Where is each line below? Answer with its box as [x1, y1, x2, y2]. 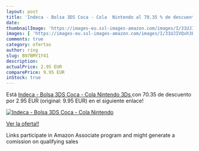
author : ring [6, 47, 38, 53]
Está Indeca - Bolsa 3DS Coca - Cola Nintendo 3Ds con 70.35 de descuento [6, 91, 191, 98]
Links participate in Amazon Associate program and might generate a [6, 131, 175, 139]
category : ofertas [6, 42, 52, 48]
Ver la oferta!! [6, 120, 40, 127]
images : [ [6, 31, 31, 37]
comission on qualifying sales [6, 138, 79, 145]
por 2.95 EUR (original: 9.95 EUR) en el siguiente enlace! [6, 97, 144, 104]
